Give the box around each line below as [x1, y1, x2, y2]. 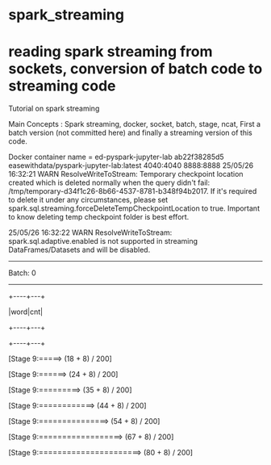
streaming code [8, 77, 116, 95]
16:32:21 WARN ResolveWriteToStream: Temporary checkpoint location [8, 170, 244, 179]
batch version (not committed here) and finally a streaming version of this [8, 128, 252, 138]
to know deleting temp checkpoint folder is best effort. [8, 212, 190, 222]
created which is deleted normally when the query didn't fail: [8, 178, 211, 187]
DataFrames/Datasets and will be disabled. [8, 245, 151, 255]
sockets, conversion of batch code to [8, 60, 263, 78]
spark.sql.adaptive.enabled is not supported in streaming [8, 237, 198, 246]
